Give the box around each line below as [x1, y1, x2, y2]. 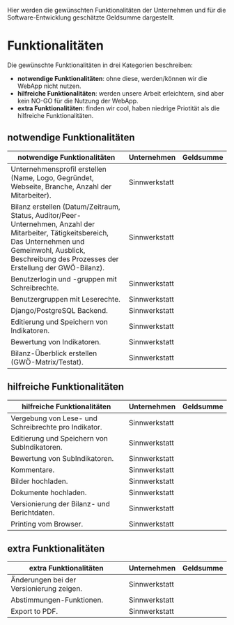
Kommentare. [10, 464, 55, 474]
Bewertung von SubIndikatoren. [10, 453, 114, 463]
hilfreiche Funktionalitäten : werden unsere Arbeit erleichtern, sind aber [17, 89, 224, 97]
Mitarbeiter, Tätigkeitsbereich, [10, 228, 109, 237]
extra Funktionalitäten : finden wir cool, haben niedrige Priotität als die [17, 104, 220, 112]
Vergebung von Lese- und [10, 413, 97, 423]
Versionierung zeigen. [10, 584, 82, 594]
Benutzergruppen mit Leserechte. [10, 294, 120, 304]
